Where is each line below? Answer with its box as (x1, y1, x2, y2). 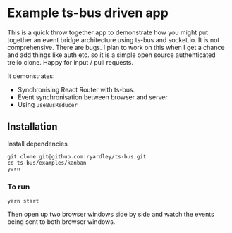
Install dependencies (7, 139, 68, 148)
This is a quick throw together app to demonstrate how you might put (7, 28, 209, 37)
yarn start (7, 198, 39, 205)
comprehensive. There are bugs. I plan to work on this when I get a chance (7, 43, 225, 51)
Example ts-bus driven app (7, 5, 169, 21)
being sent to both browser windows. (7, 218, 116, 226)
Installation (7, 121, 58, 133)
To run (7, 182, 30, 191)
